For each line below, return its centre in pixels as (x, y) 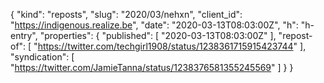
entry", (24, 35)
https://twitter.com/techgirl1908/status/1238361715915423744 (165, 46)
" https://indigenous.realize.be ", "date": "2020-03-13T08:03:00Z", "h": (154, 25)
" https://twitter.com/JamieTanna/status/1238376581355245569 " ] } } (152, 67)
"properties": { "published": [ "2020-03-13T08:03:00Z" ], (158, 35)
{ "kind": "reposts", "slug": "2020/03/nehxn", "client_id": (126, 14)
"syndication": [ (42, 57)
